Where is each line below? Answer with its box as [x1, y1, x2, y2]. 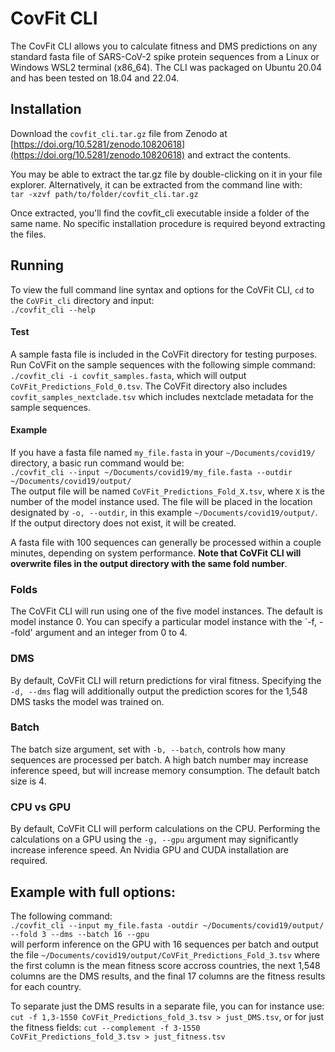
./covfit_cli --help [10, 305, 97, 315]
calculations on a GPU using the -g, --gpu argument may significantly [10, 833, 299, 846]
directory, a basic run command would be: [10, 457, 185, 469]
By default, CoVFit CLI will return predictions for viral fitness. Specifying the [10, 674, 322, 686]
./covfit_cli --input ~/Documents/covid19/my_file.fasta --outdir [10, 467, 293, 477]
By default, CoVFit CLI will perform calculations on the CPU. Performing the [10, 823, 321, 835]
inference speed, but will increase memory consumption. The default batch [10, 764, 321, 776]
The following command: [10, 910, 113, 922]
